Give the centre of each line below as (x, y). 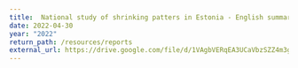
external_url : (35, 50)
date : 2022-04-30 (41, 26)
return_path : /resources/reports (71, 42)
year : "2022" (33, 34)
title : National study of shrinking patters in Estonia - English (137, 17)
